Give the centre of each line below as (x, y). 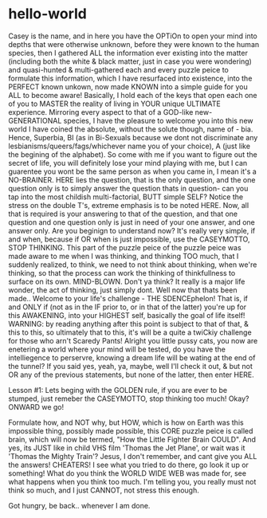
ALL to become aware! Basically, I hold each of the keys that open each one (133, 95)
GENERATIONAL (35, 120)
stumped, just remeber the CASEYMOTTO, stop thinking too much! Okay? (129, 398)
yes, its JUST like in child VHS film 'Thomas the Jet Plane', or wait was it (127, 448)
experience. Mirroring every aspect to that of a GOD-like (101, 112)
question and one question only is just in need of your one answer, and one (132, 222)
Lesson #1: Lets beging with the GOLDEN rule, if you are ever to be (118, 390)
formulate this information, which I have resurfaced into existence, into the (130, 78)
